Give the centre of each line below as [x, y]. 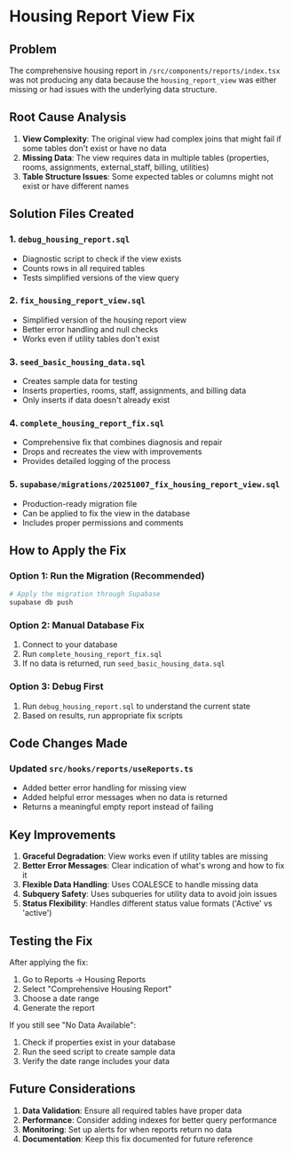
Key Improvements [63, 834]
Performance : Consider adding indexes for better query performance [149, 1120]
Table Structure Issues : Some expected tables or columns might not [147, 176]
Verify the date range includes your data [96, 1061]
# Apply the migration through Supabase [85, 594]
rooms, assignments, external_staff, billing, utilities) [115, 167]
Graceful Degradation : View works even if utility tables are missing [145, 856]
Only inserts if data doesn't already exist [96, 400]
